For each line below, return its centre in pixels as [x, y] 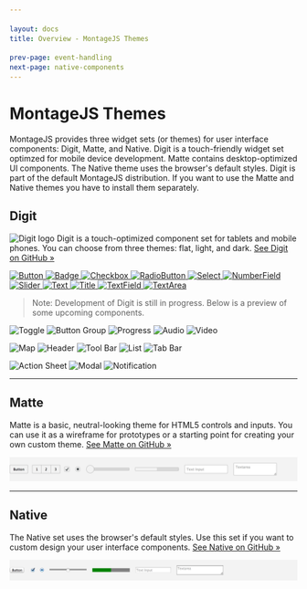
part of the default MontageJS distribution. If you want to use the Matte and [152, 177]
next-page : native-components [67, 68]
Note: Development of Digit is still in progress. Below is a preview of [159, 302]
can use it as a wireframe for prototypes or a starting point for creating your [152, 435]
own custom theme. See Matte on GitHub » [90, 444]
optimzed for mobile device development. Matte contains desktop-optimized [153, 158]
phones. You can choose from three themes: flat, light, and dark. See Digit [149, 247]
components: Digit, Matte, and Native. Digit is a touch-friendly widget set [147, 148]
